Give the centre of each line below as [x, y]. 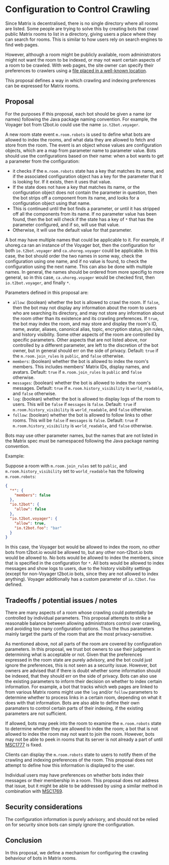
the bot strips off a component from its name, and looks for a [76, 197]
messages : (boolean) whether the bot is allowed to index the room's [82, 383]
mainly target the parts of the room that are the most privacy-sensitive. [79, 634]
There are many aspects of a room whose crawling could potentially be [79, 613]
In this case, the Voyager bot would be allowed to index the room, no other [83, 547]
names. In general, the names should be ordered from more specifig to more [85, 272]
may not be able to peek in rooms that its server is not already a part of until [84, 740]
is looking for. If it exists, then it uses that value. [62, 182]
